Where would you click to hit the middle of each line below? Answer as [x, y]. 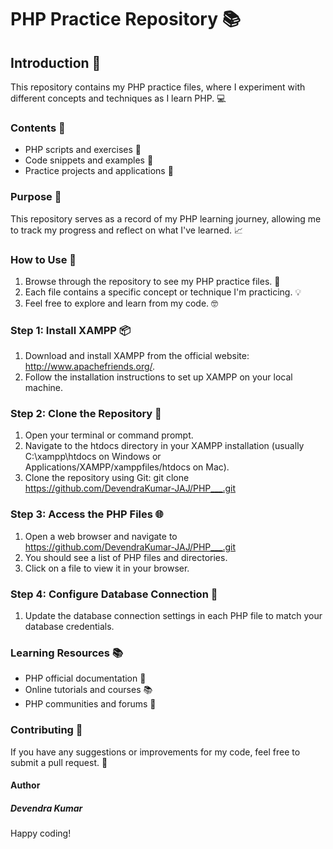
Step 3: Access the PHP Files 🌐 [87, 514]
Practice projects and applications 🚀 [99, 171]
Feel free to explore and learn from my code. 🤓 [121, 303]
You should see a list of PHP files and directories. [126, 557]
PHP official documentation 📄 [85, 678]
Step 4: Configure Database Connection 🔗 [114, 594]
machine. [44, 388]
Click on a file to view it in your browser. [107, 568]
